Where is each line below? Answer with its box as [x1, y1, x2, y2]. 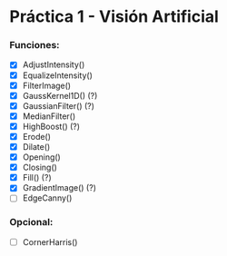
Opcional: [9, 216, 54, 229]
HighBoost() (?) [22, 121, 80, 132]
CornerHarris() [22, 236, 78, 247]
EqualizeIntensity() [22, 70, 94, 81]
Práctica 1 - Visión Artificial [9, 6, 220, 27]
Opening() [22, 152, 61, 162]
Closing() [22, 162, 57, 173]
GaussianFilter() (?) [22, 100, 95, 111]
